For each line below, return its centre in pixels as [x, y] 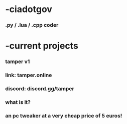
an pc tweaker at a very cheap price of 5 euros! [64, 115]
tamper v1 [18, 61]
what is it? [18, 102]
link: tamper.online [29, 75]
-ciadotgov [29, 9]
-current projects [42, 46]
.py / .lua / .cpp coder [32, 25]
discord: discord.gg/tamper [40, 89]
